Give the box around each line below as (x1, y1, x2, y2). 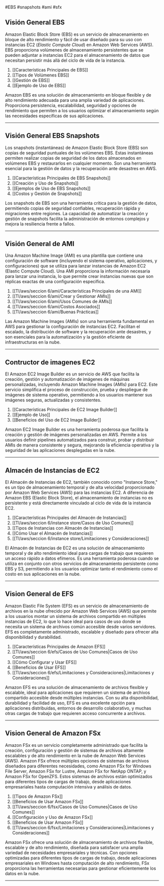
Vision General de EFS (5, 590, 74, 598)
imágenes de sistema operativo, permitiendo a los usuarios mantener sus (5, 392, 152, 398)
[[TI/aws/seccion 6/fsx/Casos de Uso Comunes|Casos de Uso (12, 804, 138, 810)
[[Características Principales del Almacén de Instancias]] (12, 515, 127, 521)
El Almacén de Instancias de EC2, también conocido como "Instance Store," (5, 479, 158, 485)
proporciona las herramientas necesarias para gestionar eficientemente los (5, 865, 156, 871)
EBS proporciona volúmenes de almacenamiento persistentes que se (5, 47, 143, 53)
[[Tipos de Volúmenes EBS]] (12, 72, 69, 78)
